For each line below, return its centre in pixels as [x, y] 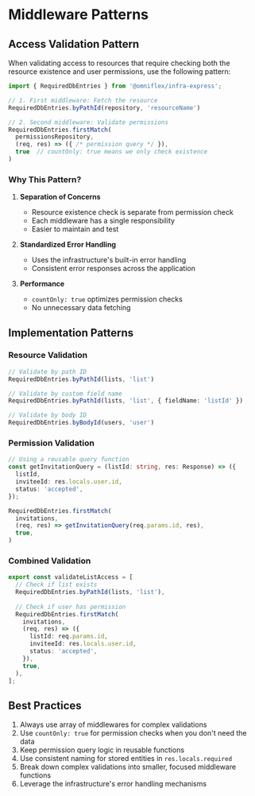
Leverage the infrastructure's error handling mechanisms [113, 784]
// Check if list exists [56, 585]
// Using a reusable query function [69, 460]
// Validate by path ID [48, 371]
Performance [42, 284]
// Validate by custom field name [66, 394]
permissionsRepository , [54, 137]
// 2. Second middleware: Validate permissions [89, 122]
